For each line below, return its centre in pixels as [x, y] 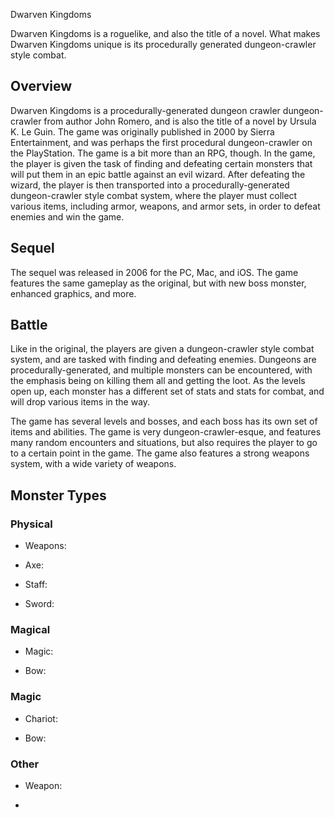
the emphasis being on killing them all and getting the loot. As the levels [158, 381]
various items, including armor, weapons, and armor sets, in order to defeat [165, 206]
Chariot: [41, 718]
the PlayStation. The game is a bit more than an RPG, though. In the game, [163, 153]
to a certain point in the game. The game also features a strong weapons [160, 453]
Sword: [39, 604]
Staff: [36, 585]
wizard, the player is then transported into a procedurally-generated [150, 185]
